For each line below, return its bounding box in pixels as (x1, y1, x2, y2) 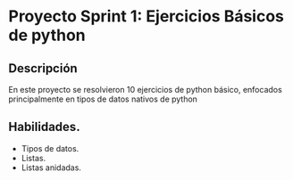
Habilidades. (8, 119, 81, 135)
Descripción (8, 61, 78, 76)
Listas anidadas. (21, 162, 82, 173)
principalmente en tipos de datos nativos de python (8, 94, 198, 104)
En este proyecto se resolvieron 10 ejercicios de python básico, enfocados (8, 85, 282, 94)
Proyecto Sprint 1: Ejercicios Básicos (8, 6, 285, 27)
